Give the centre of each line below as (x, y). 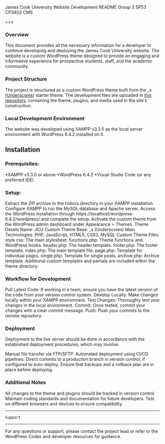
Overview (17, 34)
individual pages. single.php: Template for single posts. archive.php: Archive (82, 255)
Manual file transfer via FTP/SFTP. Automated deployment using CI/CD (77, 354)
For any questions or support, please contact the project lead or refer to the (82, 431)
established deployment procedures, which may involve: (62, 344)
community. (17, 67)
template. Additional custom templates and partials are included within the (80, 261)
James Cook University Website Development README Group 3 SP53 (76, 7)
